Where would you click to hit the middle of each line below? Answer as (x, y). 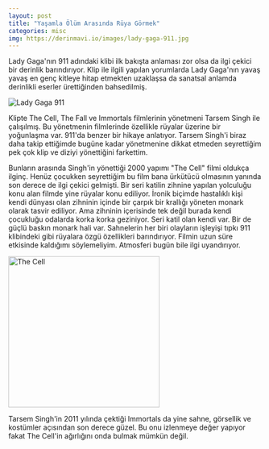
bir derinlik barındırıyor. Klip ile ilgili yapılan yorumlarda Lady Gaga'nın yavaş (134, 70)
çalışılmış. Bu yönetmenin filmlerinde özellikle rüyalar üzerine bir (115, 127)
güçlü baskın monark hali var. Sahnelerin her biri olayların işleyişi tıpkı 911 (130, 228)
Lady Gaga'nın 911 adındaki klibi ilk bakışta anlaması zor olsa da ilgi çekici (130, 61)
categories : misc (37, 31)
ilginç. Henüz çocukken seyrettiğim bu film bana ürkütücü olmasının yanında (135, 177)
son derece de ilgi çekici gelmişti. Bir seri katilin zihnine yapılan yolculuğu (130, 185)
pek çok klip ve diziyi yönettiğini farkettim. (78, 152)
